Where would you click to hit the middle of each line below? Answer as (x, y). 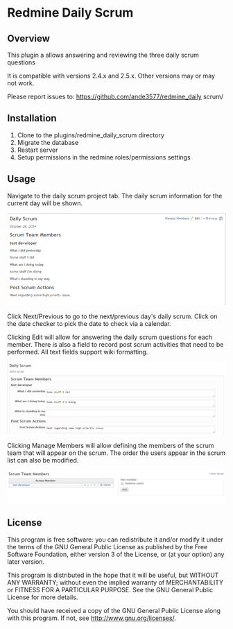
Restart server (37, 150)
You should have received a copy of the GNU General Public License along (114, 610)
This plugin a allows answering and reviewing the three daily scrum (103, 55)
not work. (21, 83)
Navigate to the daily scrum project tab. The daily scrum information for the (115, 196)
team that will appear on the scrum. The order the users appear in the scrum (116, 453)
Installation (32, 118)
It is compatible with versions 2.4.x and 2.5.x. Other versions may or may (111, 76)
